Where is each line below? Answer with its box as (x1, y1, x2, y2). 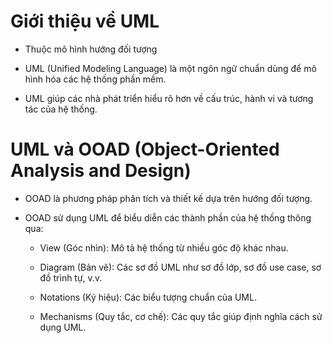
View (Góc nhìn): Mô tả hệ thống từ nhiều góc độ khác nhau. (39, 241, 289, 254)
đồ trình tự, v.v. (39, 271, 103, 284)
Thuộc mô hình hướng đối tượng (24, 43, 158, 55)
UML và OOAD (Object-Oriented (10, 138, 280, 161)
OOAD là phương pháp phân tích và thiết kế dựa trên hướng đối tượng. (24, 192, 313, 204)
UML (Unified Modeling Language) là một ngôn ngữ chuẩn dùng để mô (24, 62, 317, 74)
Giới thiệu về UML (10, 10, 160, 33)
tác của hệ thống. (24, 103, 98, 115)
